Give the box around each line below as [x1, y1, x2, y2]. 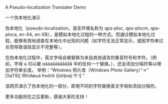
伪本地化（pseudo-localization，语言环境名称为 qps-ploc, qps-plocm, [5, 25, 149, 31]
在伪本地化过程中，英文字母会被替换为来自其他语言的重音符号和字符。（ [5, 54, 152, 60]
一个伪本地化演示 [5, 14, 41, 20]
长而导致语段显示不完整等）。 [5, 44, 65, 49]
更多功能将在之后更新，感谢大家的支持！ [5, 93, 89, 99]
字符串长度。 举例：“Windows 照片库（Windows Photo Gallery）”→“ [9, 67, 149, 73]
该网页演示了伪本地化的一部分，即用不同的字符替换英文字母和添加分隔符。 [5, 83, 159, 89]
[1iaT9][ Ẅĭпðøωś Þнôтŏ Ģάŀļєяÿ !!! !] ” [5, 72, 85, 78]
